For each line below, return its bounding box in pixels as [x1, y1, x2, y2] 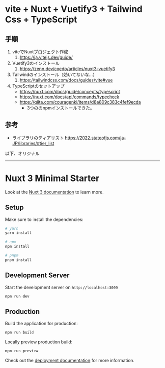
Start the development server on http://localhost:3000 [5, 284, 118, 290]
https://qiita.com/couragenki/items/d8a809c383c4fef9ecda [19, 99, 141, 105]
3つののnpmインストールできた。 [27, 105, 95, 110]
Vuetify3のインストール [12, 60, 60, 66]
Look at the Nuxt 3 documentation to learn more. [5, 189, 104, 195]
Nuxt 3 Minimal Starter [5, 173, 100, 184]
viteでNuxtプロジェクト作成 [12, 49, 68, 55]
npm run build [5, 330, 34, 335]
